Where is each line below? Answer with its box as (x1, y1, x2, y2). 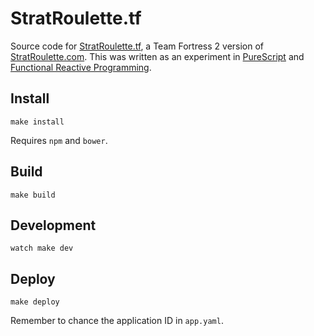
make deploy (10, 297, 60, 307)
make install (10, 117, 65, 127)
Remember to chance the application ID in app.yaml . (10, 315, 224, 327)
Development (10, 217, 97, 234)
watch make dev (10, 243, 74, 254)
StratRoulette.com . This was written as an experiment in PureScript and (10, 50, 305, 62)
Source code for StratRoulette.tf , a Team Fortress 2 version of (10, 40, 265, 52)
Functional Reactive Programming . (10, 61, 152, 73)
